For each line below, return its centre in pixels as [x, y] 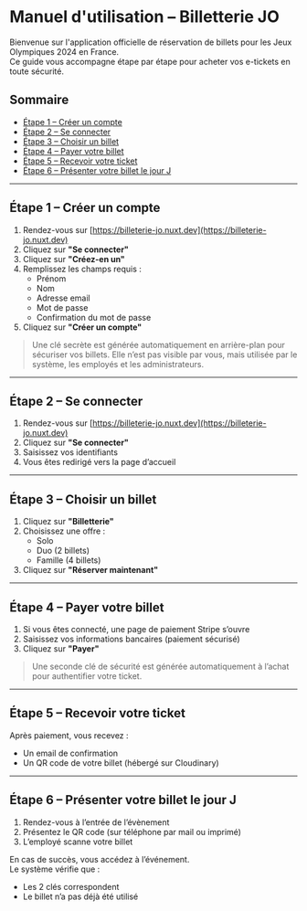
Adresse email [63, 298]
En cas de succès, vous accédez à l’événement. [100, 859]
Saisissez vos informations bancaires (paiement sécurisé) [131, 639]
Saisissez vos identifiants [70, 452]
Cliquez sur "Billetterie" [68, 522]
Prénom [51, 278]
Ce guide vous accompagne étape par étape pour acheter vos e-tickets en [150, 61]
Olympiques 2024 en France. [64, 51]
